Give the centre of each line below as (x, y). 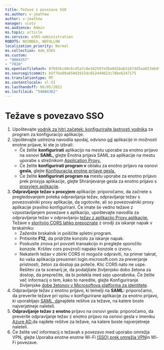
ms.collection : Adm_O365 (30, 50)
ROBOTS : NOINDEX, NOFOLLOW (32, 42)
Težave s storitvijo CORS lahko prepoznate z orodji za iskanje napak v (82, 223)
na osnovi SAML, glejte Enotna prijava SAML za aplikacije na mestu (87, 155)
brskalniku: (23, 228)
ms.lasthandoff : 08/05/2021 (34, 87)
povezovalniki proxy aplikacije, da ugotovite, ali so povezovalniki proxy (83, 202)
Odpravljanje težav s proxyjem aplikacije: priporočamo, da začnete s (82, 192)
